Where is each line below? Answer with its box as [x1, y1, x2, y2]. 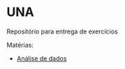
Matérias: [6, 40, 34, 49]
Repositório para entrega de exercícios [6, 27, 118, 36]
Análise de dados [16, 54, 67, 63]
